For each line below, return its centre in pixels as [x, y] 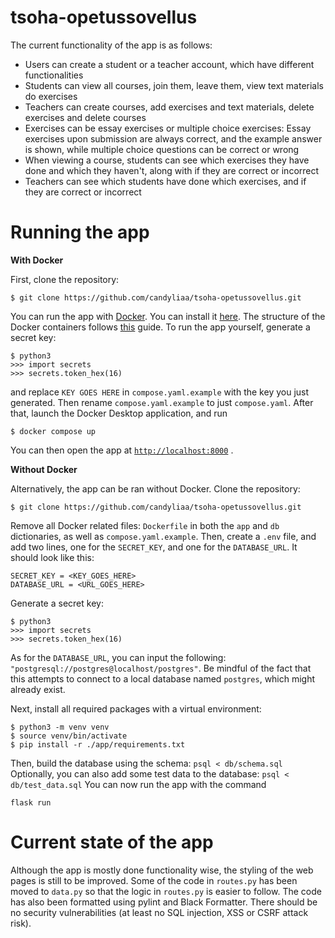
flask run [31, 802]
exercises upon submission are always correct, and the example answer [173, 138]
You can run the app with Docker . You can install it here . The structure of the [168, 316]
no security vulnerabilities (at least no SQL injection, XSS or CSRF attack [159, 912]
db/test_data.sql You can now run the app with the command [138, 784]
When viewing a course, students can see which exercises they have [167, 160]
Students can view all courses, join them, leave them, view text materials [174, 85]
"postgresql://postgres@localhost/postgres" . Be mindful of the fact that [161, 668]
